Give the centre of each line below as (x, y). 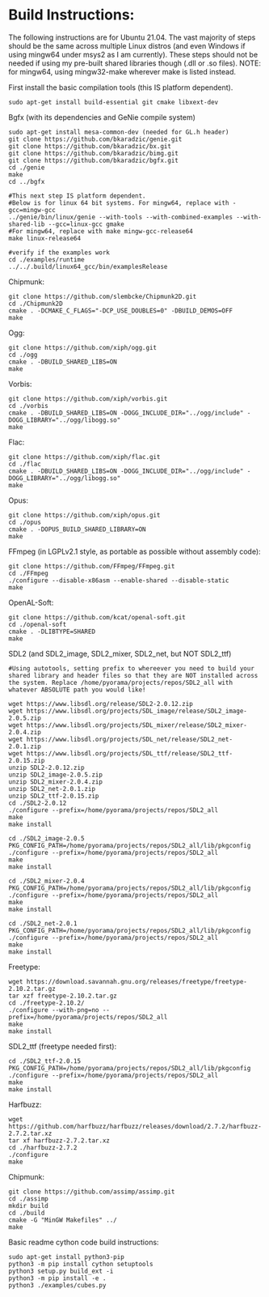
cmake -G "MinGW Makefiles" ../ (63, 1220)
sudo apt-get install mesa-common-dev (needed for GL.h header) (119, 132)
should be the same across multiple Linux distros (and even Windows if (127, 45)
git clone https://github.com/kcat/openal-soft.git (97, 617)
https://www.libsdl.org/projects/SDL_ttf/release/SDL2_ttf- (129, 753)
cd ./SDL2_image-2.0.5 (46, 838)
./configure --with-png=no (54, 1010)
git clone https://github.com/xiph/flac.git (84, 457)
